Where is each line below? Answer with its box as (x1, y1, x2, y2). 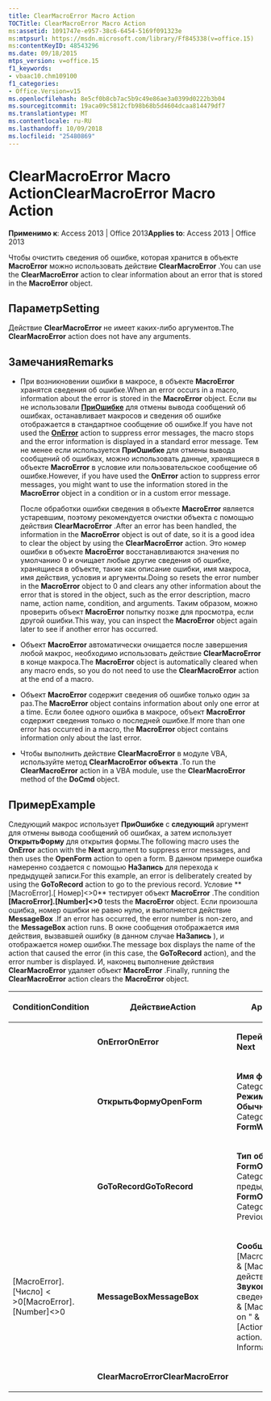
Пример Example (8, 798, 96, 811)
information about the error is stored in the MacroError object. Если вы (19, 394, 257, 404)
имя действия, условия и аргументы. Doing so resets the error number (19, 573, 259, 582)
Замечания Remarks (8, 355, 115, 369)
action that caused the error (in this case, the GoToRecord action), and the (8, 948, 256, 958)
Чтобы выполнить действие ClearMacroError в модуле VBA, (19, 749, 227, 759)
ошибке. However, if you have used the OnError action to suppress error (19, 471, 261, 481)
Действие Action (129, 1001, 196, 1012)
